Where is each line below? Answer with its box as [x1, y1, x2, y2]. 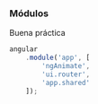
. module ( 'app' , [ [25, 53, 91, 63]
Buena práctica [9, 28, 66, 39]
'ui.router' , [41, 70, 91, 79]
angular [9, 45, 39, 54]
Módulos [9, 7, 49, 20]
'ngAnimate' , [41, 62, 91, 71]
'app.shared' [41, 78, 91, 87]
